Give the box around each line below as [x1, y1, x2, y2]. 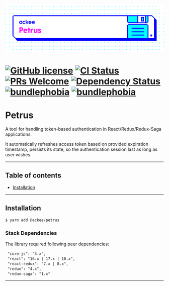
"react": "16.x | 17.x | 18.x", [7, 256, 75, 261]
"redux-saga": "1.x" [7, 271, 51, 276]
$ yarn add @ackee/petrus [5, 218, 59, 223]
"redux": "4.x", [7, 266, 42, 271]
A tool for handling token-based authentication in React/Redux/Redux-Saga [5, 126, 162, 132]
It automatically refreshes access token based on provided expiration [5, 141, 148, 147]
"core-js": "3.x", [7, 251, 46, 256]
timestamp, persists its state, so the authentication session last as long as [5, 146, 157, 152]
